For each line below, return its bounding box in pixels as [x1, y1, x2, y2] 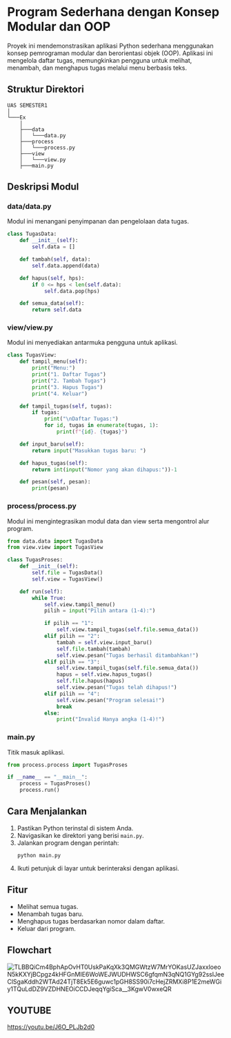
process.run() [19, 787, 60, 794]
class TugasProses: [7, 557, 63, 563]
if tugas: [32, 409, 60, 416]
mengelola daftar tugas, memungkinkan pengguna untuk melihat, [7, 56, 192, 64]
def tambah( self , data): [19, 256, 91, 263]
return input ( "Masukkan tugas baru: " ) [32, 447, 147, 454]
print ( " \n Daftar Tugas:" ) [43, 415, 119, 423]
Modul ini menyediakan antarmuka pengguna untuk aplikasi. [7, 339, 178, 347]
